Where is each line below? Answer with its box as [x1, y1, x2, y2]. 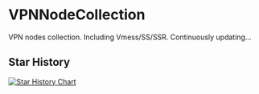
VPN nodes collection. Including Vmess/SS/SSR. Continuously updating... [8, 32, 252, 42]
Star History [8, 55, 71, 69]
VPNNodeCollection [8, 6, 146, 24]
